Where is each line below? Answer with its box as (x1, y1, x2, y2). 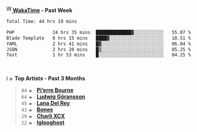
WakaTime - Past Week (13, 7, 73, 14)
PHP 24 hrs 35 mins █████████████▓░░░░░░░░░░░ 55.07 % (6, 29, 191, 35)
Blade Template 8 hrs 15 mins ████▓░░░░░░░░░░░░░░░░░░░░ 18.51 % (6, 35, 191, 41)
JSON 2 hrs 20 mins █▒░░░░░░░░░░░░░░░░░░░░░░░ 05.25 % (6, 46, 191, 52)
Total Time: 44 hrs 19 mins (6, 18, 78, 24)
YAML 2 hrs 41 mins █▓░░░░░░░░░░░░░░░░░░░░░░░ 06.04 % (6, 41, 191, 47)
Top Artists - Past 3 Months (14, 75, 85, 82)
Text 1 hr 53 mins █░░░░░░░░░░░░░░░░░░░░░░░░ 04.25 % (6, 52, 191, 58)
